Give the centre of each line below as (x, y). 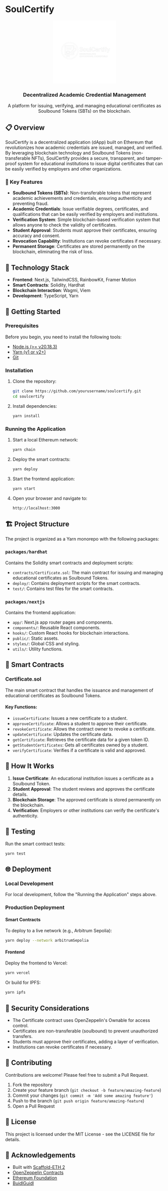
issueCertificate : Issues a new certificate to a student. (70, 718)
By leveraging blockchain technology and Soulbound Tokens (68, 153)
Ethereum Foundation (35, 1178)
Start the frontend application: (44, 479)
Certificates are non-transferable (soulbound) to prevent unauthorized (85, 1031)
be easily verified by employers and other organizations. (64, 169)
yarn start (24, 489)
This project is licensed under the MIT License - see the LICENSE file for (80, 1134)
